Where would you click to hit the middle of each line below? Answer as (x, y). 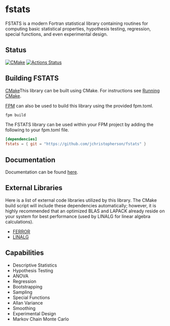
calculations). (20, 222)
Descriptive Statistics (35, 265)
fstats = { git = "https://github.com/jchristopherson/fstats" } (76, 144)
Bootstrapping (27, 286)
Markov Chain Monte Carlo (41, 319)
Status (16, 50)
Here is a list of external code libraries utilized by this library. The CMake (81, 200)
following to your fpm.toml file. (37, 130)
